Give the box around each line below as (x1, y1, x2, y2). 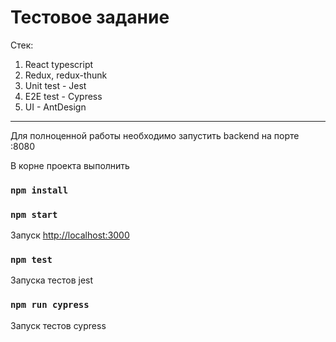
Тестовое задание (10, 6, 170, 29)
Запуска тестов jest (10, 274, 94, 286)
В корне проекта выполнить (10, 159, 130, 171)
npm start (10, 209, 58, 220)
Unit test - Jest (24, 79, 87, 91)
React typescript (24, 58, 94, 70)
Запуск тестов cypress (10, 319, 107, 331)
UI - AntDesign (24, 101, 87, 113)
